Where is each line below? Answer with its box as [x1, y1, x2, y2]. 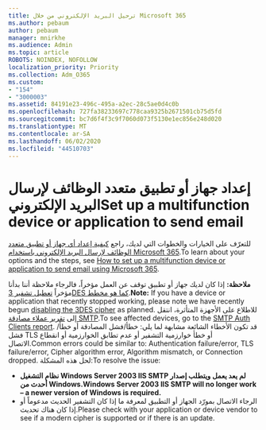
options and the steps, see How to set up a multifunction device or [8, 256, 226, 265]
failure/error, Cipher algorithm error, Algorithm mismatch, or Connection [8, 347, 244, 357]
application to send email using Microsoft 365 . [8, 264, 160, 274]
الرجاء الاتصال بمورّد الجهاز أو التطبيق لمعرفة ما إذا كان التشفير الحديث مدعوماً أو [19, 397, 258, 406]
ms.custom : [8, 78, 44, 86]
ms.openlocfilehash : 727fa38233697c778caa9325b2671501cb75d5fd [8, 108, 222, 116]
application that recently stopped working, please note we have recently [8, 296, 245, 306]
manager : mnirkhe [8, 33, 66, 42]
